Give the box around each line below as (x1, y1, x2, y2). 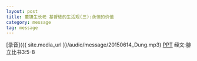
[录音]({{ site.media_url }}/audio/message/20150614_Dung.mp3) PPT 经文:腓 (6, 41, 191, 48)
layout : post (6, 8, 38, 15)
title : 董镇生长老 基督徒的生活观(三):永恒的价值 (6, 14, 114, 20)
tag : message (6, 24, 38, 31)
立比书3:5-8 (6, 49, 35, 56)
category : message (6, 19, 51, 25)
